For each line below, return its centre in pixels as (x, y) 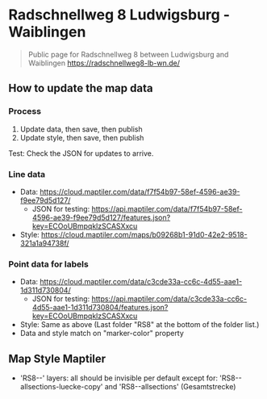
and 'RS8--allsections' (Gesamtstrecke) (170, 387)
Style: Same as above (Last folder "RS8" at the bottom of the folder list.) (140, 325)
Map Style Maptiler (57, 358)
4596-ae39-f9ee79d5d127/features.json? (101, 217)
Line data (27, 174)
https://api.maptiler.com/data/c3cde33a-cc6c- (169, 299)
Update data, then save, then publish (81, 129)
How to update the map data (81, 88)
